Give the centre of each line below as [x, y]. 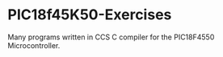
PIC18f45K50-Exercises [90, 15]
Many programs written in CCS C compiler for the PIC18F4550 [111, 37]
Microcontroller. [34, 45]
